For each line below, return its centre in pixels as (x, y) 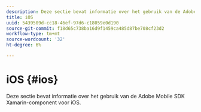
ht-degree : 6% (24, 45)
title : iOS (20, 17)
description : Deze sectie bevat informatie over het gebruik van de (93, 12)
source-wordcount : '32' (36, 39)
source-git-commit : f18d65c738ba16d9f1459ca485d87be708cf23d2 (85, 28)
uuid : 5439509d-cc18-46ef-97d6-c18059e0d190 (63, 23)
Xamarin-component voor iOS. (44, 102)
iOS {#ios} (32, 80)
